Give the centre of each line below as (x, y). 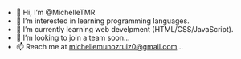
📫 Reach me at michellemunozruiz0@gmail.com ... (99, 47)
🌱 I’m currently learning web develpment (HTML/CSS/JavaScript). (125, 29)
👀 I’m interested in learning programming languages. (103, 21)
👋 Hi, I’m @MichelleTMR (55, 12)
